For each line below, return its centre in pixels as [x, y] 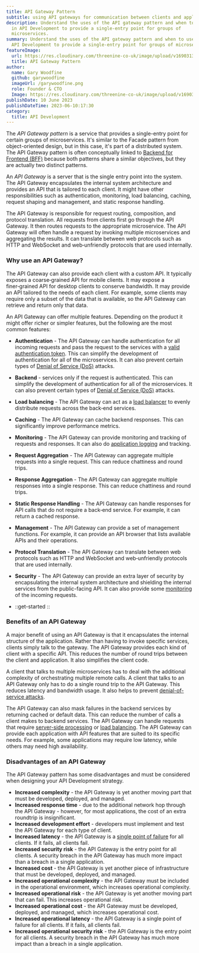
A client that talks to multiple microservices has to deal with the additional [96, 671]
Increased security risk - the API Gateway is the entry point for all [95, 849]
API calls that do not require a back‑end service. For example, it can [97, 509]
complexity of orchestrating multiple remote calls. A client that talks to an [95, 678]
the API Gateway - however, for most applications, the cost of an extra [100, 812]
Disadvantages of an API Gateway [56, 762]
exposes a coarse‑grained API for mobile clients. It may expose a [85, 279]
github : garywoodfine [38, 78]
